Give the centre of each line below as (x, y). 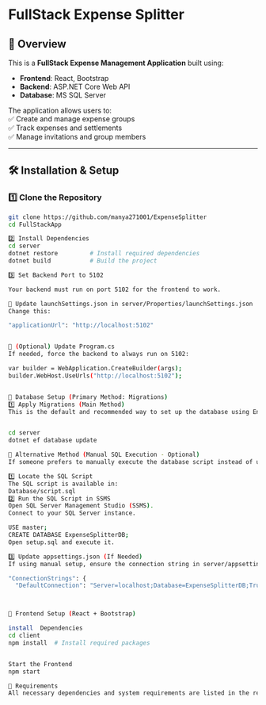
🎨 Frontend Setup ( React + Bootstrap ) (72, 614)
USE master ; (28, 528)
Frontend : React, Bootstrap (64, 78)
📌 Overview (37, 44)
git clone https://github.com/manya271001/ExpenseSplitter (108, 217)
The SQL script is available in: (63, 484)
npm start (25, 672)
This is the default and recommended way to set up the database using (129, 412)
